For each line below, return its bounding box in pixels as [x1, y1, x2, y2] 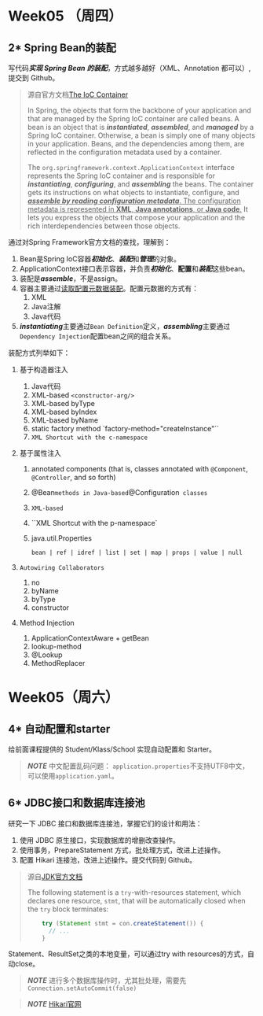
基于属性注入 [19, 449, 61, 457]
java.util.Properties [31, 534, 93, 543]
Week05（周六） [8, 689, 119, 707]
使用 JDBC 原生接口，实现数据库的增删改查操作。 [19, 835, 181, 844]
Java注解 [31, 302, 61, 311]
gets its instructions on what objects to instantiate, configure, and [27, 188, 239, 197]
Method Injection [19, 619, 75, 627]
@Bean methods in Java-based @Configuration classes [31, 488, 208, 497]
